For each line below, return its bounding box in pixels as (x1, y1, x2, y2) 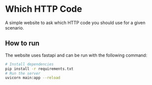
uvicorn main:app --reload (5, 75, 61, 81)
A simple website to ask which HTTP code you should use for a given (5, 20, 146, 26)
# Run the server (5, 71, 41, 76)
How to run (5, 39, 40, 48)
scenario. (5, 25, 24, 30)
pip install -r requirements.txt (5, 66, 74, 71)
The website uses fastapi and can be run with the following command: (5, 52, 148, 58)
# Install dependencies (5, 61, 54, 67)
